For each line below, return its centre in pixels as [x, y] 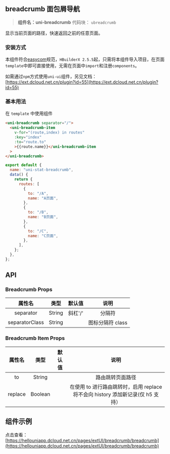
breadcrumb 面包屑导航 [42, 9]
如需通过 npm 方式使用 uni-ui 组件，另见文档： [51, 76]
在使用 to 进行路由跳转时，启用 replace [116, 387]
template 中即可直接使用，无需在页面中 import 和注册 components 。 [72, 66]
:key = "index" [28, 137]
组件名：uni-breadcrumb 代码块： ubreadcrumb [67, 22]
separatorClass [26, 322]
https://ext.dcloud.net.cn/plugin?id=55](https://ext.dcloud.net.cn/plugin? [82, 82]
